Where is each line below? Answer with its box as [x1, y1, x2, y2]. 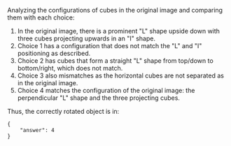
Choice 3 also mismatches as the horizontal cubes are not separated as [17, 71, 224, 80]
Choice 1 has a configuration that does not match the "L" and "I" [17, 42, 202, 50]
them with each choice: [7, 13, 75, 22]
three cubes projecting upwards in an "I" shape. [17, 34, 156, 43]
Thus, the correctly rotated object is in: [7, 108, 120, 115]
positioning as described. [17, 49, 91, 57]
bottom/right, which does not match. [17, 64, 123, 72]
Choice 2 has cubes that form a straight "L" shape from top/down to [17, 57, 213, 65]
